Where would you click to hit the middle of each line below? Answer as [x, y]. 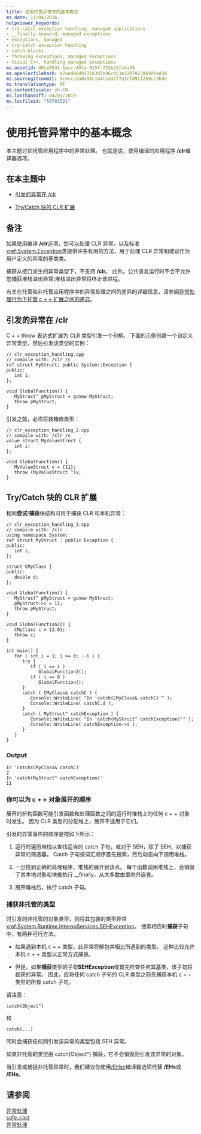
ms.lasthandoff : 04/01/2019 [41, 96]
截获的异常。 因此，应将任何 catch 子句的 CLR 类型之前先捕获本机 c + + [103, 974]
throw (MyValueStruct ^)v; [48, 472]
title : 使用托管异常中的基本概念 [42, 12]
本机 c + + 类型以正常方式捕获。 [54, 954]
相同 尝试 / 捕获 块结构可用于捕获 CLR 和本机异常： [66, 513]
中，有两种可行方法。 [32, 934]
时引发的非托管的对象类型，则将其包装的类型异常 [66, 919]
